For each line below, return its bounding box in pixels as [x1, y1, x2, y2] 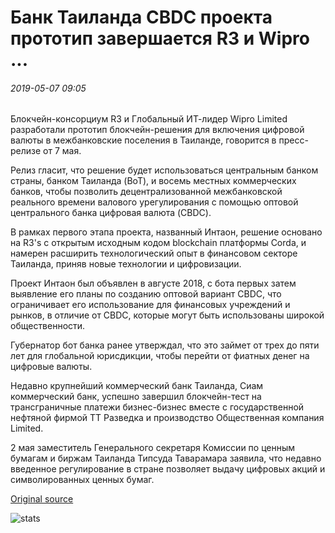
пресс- [278, 134, 309, 146]
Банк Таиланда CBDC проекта [10, 6, 273, 29]
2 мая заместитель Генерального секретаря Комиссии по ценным [10, 442, 296, 454]
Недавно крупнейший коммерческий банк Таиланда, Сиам [10, 380, 264, 392]
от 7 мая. [43, 145, 82, 157]
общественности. [10, 320, 86, 332]
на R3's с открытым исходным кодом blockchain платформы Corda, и [10, 237, 307, 249]
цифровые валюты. [10, 361, 93, 373]
